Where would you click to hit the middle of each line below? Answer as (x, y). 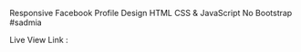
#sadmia (26, 22)
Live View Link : (39, 40)
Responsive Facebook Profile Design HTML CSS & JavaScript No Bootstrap (151, 13)
